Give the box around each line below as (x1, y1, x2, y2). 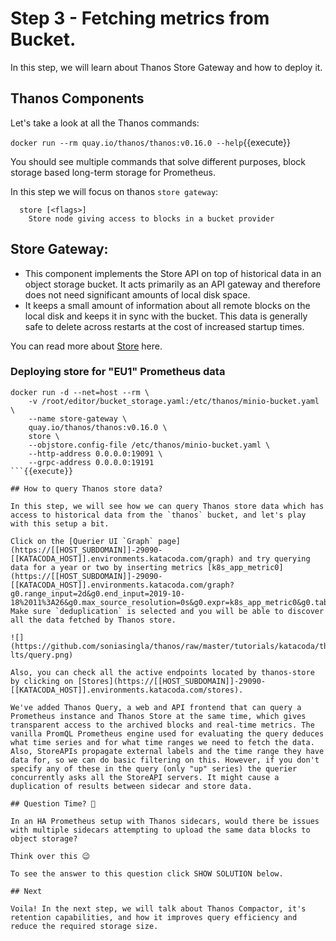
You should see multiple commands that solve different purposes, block (10, 155, 307, 167)
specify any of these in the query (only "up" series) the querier (10, 763, 298, 774)
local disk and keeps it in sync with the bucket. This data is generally (24, 310, 308, 322)
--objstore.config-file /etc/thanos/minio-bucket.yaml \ (28, 440, 271, 450)
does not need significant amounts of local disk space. (24, 288, 251, 301)
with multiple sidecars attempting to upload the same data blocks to (10, 825, 311, 835)
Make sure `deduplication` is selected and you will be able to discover (10, 606, 325, 616)
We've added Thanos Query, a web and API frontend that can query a (10, 702, 302, 712)
